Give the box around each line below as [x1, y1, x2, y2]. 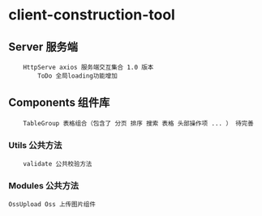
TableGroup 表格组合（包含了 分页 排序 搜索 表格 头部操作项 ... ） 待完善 [23, 119, 254, 127]
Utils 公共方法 [8, 139, 62, 150]
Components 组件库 [8, 95, 110, 110]
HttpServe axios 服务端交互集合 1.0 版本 [23, 63, 154, 71]
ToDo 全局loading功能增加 [37, 72, 118, 80]
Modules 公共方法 [8, 180, 79, 192]
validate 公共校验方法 [23, 160, 92, 168]
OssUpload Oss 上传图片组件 [8, 201, 96, 209]
